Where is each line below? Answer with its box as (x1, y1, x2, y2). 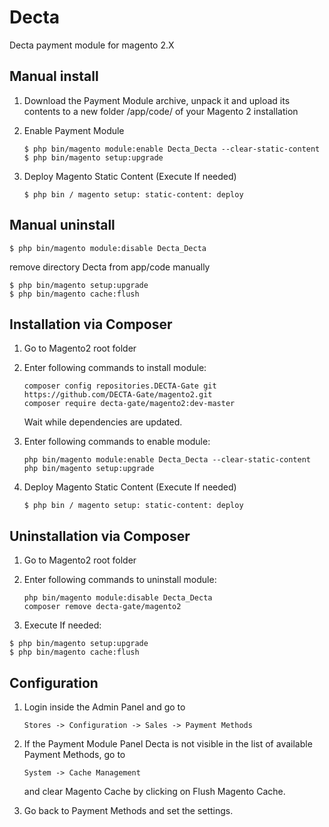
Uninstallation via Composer (9, 527, 191, 545)
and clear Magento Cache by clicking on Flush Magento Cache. (23, 786, 286, 797)
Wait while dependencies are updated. (23, 416, 183, 428)
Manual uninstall (9, 217, 116, 234)
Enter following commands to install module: (23, 362, 207, 374)
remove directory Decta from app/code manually (9, 261, 211, 273)
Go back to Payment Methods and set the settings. (23, 805, 234, 816)
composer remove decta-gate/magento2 (23, 602, 182, 612)
